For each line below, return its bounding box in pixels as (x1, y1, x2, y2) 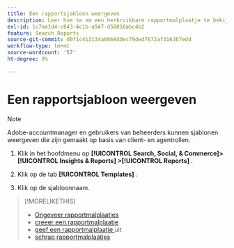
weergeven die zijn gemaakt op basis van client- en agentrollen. (7, 135, 191, 144)
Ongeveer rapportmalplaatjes (34, 210, 119, 219)
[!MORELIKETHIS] (24, 196, 76, 206)
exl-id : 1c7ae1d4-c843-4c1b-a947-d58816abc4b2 (7, 23, 145, 30)
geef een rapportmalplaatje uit (34, 225, 122, 233)
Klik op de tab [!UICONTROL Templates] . (17, 170, 138, 178)
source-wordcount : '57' (7, 49, 77, 56)
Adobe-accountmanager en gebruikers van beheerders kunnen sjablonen (7, 128, 219, 137)
